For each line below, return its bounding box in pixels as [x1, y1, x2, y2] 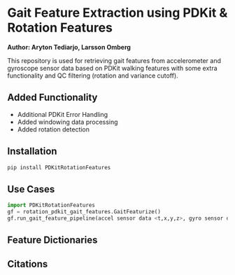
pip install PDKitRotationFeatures [7, 164, 111, 171]
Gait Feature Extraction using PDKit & [7, 5, 228, 21]
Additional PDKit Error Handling [17, 110, 108, 118]
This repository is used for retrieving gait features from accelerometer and [7, 56, 222, 64]
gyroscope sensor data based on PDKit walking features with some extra [7, 64, 218, 72]
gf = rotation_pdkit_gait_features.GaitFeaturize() [7, 209, 161, 216]
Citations [7, 258, 48, 270]
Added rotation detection [17, 125, 90, 134]
